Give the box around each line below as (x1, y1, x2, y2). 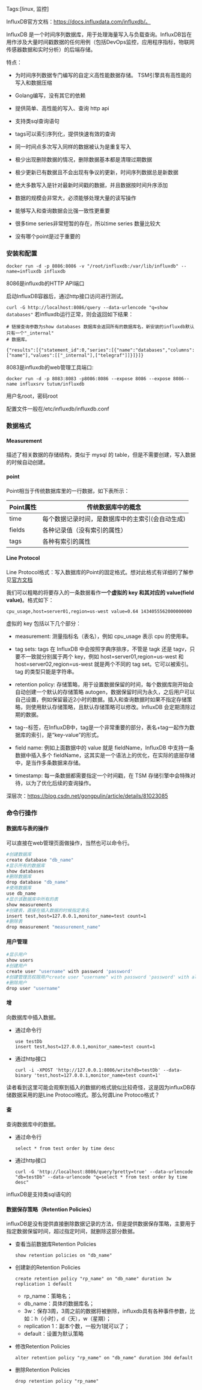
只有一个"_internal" (6, 330, 54, 336)
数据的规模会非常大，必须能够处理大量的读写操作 (14, 195, 136, 201)
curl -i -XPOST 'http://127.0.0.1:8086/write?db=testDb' (14, 1067, 161, 1073)
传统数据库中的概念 (87, 502, 141, 511)
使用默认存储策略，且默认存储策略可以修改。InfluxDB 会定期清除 (31, 703, 191, 710)
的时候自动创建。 (6, 459, 49, 466)
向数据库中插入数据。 (6, 1013, 59, 1021)
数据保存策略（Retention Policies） (6, 1206, 95, 1213)
